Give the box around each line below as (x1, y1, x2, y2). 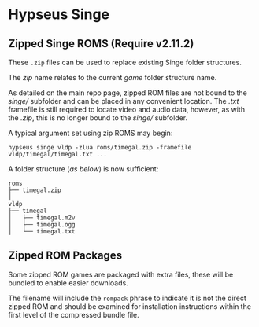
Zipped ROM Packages (8, 249, 123, 263)
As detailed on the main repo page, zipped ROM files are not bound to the (8, 88, 248, 97)
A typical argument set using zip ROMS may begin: (8, 128, 173, 138)
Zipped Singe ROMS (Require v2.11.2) (8, 37, 194, 50)
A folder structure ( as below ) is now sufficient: (8, 164, 159, 174)
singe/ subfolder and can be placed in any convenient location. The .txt (8, 97, 239, 105)
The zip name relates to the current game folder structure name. (8, 73, 217, 82)
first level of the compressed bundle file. (8, 310, 139, 319)
